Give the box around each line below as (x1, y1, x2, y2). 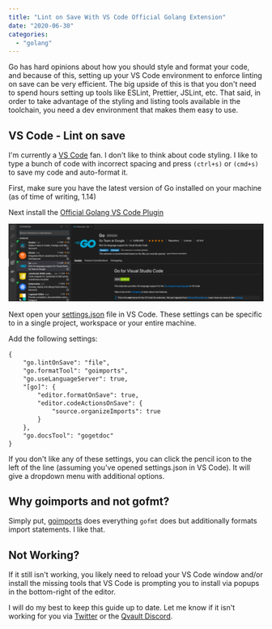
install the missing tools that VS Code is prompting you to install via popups (8, 579, 260, 588)
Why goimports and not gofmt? (8, 495, 170, 509)
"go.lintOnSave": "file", (23, 358, 111, 367)
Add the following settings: (8, 334, 98, 343)
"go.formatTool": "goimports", (23, 366, 129, 375)
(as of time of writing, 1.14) (8, 192, 97, 202)
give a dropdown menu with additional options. (8, 471, 165, 480)
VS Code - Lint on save (8, 128, 125, 142)
